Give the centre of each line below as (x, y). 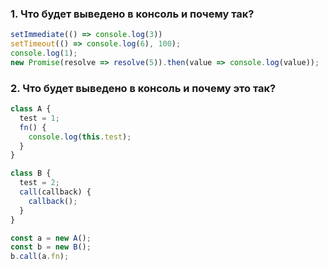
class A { (31, 109)
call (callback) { (55, 192)
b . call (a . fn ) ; (40, 257)
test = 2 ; (39, 183)
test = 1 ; (39, 118)
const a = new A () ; (51, 238)
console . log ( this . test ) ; (80, 137)
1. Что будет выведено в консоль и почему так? (132, 14)
